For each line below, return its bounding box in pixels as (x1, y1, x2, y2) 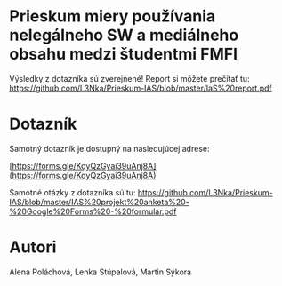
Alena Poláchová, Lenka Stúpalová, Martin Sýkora (9, 266, 192, 277)
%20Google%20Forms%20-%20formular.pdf (9, 206, 177, 217)
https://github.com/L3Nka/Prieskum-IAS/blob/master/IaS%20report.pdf (9, 83, 273, 93)
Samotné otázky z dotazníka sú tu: (9, 187, 136, 197)
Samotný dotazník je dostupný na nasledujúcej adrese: (9, 143, 210, 154)
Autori (9, 237, 57, 258)
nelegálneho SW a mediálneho (9, 25, 239, 45)
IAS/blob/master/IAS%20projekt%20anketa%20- (9, 196, 189, 207)
